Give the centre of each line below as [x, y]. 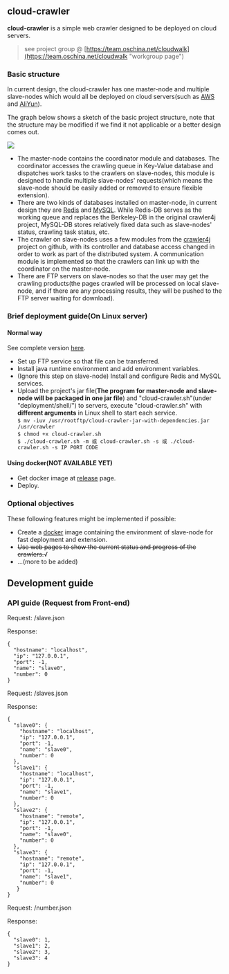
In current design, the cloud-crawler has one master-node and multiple [108, 89]
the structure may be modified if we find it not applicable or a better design [114, 125]
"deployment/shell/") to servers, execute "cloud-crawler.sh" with [110, 406]
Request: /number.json [39, 908]
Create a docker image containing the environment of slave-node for [115, 532]
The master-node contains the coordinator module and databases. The [118, 159]
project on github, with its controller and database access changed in [116, 247]
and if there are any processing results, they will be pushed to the [129, 291]
